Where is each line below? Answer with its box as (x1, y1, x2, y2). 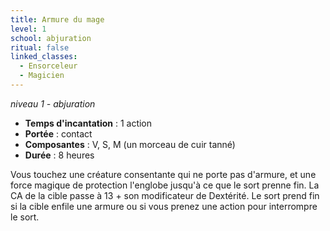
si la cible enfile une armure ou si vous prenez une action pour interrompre (10, 200, 318, 212)
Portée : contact (24, 127, 93, 140)
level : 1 (10, 24, 47, 34)
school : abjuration (10, 33, 92, 43)
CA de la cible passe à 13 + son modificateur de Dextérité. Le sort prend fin (10, 189, 320, 201)
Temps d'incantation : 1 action (24, 117, 153, 129)
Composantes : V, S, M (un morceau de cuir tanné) (24, 138, 236, 150)
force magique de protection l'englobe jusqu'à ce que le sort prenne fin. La (10, 179, 320, 191)
